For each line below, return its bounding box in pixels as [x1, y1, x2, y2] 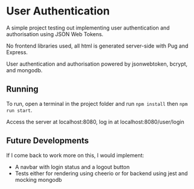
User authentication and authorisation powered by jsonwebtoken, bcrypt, [6, 60, 188, 67]
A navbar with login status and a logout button [14, 163, 130, 170]
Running [6, 84, 39, 94]
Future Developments [6, 135, 89, 146]
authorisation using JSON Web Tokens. [6, 30, 104, 37]
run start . [6, 107, 33, 114]
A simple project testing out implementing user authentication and [6, 24, 170, 31]
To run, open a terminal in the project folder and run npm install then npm [6, 100, 188, 107]
